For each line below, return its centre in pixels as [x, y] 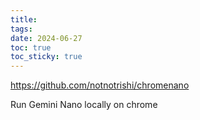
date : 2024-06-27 [46, 38]
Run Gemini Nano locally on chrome [84, 105]
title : [24, 19]
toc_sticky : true [46, 57]
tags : [21, 29]
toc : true [31, 47]
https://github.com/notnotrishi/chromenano [100, 85]
